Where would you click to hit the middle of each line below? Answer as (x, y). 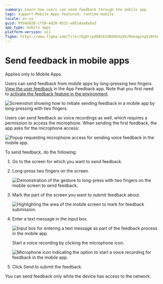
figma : (12, 37)
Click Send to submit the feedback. (47, 267)
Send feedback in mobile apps (67, 61)
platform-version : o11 (28, 32)
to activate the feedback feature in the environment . (57, 94)
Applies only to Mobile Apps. (34, 74)
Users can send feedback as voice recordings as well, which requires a (76, 117)
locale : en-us (19, 18)
